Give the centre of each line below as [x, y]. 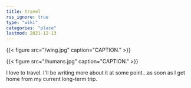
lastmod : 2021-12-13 [32, 33]
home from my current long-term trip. [52, 79]
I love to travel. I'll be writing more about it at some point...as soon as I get [96, 73]
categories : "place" [32, 28]
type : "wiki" [22, 22]
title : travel [24, 11]
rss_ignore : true [27, 17]
